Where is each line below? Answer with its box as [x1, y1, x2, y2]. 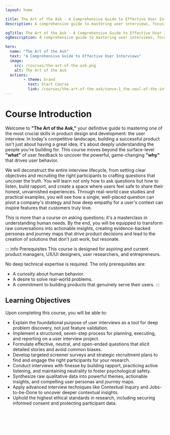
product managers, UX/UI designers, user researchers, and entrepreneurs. [5, 251, 161, 257]
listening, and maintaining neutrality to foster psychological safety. [12, 368, 151, 374]
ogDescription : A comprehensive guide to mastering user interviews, [5, 35, 155, 40]
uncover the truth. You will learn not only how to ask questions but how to [5, 178, 159, 184]
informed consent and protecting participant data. [12, 400, 117, 406]
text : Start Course [27, 82, 69, 87]
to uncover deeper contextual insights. [38, 389, 119, 395]
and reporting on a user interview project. [12, 335, 100, 341]
